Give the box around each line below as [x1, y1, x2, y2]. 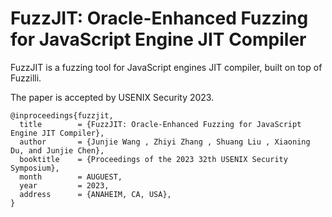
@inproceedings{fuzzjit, [10, 110, 114, 121]
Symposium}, [10, 163, 60, 173]
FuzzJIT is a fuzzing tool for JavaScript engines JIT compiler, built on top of [10, 61, 323, 73]
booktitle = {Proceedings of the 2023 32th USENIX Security [19, 154, 288, 164]
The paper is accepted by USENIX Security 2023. [10, 91, 215, 103]
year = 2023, [19, 180, 110, 191]
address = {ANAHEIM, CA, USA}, [19, 189, 172, 199]
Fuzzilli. [10, 72, 42, 84]
